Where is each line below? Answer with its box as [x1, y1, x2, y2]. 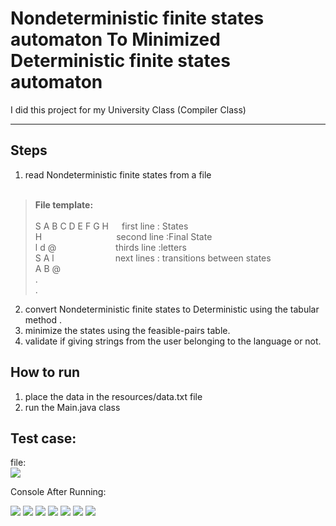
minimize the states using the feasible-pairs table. [24, 324, 231, 336]
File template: [34, 198, 94, 211]
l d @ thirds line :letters [34, 241, 187, 253]
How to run [10, 364, 81, 381]
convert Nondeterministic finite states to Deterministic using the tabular [24, 303, 320, 315]
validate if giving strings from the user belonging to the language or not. [24, 335, 322, 347]
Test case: [10, 430, 77, 447]
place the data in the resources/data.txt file [24, 390, 203, 402]
